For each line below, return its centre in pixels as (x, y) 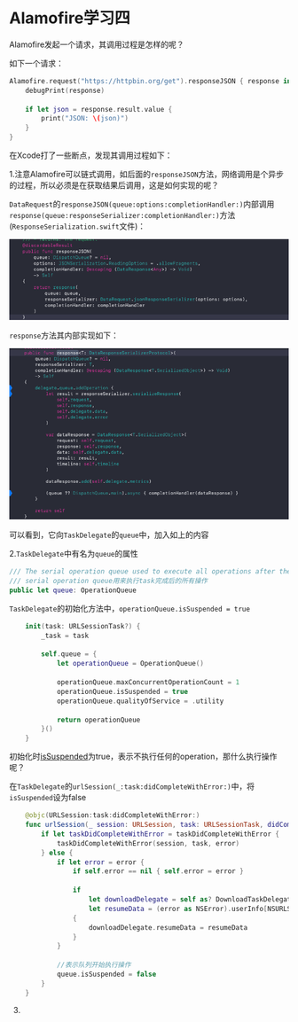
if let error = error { (100, 862)
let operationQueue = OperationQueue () (130, 664)
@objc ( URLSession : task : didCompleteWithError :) (113, 815)
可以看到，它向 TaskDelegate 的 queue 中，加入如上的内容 (109, 535)
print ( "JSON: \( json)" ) (85, 119)
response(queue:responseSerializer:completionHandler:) (114, 216)
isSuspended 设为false (48, 798)
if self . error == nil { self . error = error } (158, 871)
